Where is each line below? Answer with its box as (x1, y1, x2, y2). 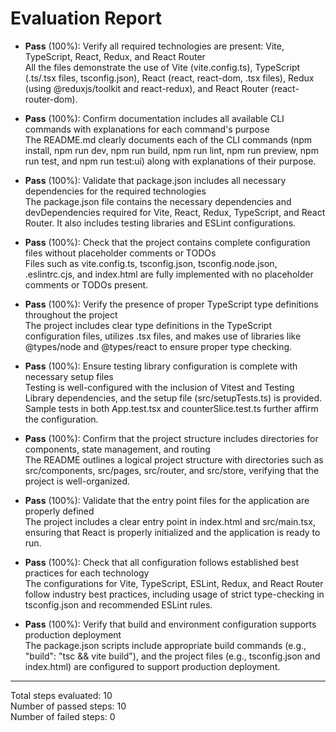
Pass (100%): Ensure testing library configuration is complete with (24, 360, 298, 372)
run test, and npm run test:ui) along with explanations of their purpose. (24, 155, 317, 167)
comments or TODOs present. (24, 278, 149, 291)
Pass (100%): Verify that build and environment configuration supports (24, 618, 317, 630)
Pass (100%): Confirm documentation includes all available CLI (24, 112, 285, 124)
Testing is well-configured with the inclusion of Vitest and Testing (24, 381, 295, 393)
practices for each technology (24, 567, 150, 579)
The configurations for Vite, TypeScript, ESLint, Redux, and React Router (24, 577, 324, 589)
